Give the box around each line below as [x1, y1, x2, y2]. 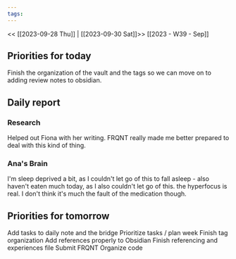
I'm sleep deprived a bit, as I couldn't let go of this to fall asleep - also [7, 175, 210, 183]
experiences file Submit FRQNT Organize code [7, 244, 143, 252]
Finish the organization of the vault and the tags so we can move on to [7, 68, 211, 77]
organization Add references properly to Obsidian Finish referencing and [7, 236, 218, 245]
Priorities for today [7, 50, 92, 62]
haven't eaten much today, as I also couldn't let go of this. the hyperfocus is [7, 182, 228, 191]
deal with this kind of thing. [7, 141, 86, 150]
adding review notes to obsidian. [7, 76, 102, 84]
